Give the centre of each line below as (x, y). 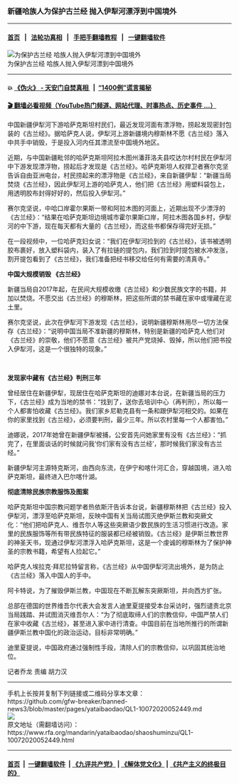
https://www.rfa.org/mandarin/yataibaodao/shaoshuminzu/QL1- (101, 733)
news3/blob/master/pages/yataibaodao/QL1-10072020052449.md (105, 709)
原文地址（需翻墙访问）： (43, 725)
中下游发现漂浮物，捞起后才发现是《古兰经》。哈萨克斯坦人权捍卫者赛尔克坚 (118, 167)
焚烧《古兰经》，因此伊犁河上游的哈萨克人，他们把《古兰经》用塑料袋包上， (118, 184)
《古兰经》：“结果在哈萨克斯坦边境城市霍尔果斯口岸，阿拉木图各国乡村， (113, 217)
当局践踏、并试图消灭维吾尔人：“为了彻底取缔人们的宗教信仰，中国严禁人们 (118, 615)
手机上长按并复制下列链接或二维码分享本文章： (76, 694)
